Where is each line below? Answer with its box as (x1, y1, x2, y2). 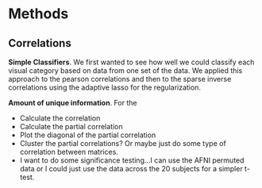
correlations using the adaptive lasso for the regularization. (8, 82, 201, 92)
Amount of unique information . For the (8, 98, 137, 107)
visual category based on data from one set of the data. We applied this (8, 66, 243, 75)
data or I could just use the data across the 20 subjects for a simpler (19, 164, 244, 173)
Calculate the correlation (19, 113, 101, 123)
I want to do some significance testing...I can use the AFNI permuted (19, 155, 245, 165)
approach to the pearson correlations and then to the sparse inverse (8, 75, 232, 83)
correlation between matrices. (19, 148, 119, 156)
